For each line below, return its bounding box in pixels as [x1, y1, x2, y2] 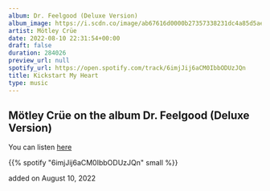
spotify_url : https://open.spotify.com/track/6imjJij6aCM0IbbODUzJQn [8, 64, 247, 72]
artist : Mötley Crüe [8, 26, 78, 35]
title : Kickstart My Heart [8, 71, 99, 79]
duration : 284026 [8, 49, 67, 57]
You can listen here [8, 142, 72, 152]
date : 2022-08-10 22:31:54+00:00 [8, 34, 121, 43]
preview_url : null [8, 57, 70, 65]
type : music [8, 79, 48, 87]
